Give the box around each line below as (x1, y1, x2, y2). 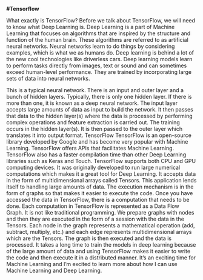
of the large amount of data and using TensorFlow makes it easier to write (6, 248, 191, 255)
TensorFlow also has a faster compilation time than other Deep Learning (6, 151, 187, 158)
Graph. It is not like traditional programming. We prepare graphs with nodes (6, 209, 195, 216)
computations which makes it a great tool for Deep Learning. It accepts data (6, 170, 196, 178)
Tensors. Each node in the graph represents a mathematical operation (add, (6, 222, 195, 229)
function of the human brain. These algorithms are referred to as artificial (6, 36, 189, 43)
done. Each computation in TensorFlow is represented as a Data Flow (6, 202, 180, 210)
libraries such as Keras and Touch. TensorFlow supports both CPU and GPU (6, 158, 196, 164)
